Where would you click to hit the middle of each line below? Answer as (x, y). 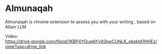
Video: (12, 36)
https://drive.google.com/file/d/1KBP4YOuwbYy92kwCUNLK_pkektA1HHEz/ (81, 41)
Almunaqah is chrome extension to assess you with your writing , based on (81, 22)
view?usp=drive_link (26, 46)
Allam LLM (16, 27)
